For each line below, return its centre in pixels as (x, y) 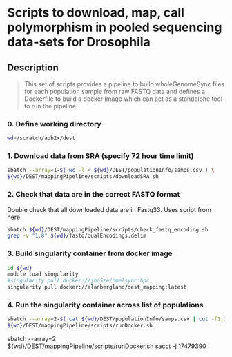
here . (14, 217)
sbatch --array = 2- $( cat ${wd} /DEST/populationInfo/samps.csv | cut (108, 319)
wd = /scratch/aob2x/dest (41, 138)
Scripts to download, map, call (96, 13)
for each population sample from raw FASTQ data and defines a (115, 91)
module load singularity (43, 274)
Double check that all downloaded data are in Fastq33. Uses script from (109, 209)
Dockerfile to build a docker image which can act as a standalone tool (123, 99)
